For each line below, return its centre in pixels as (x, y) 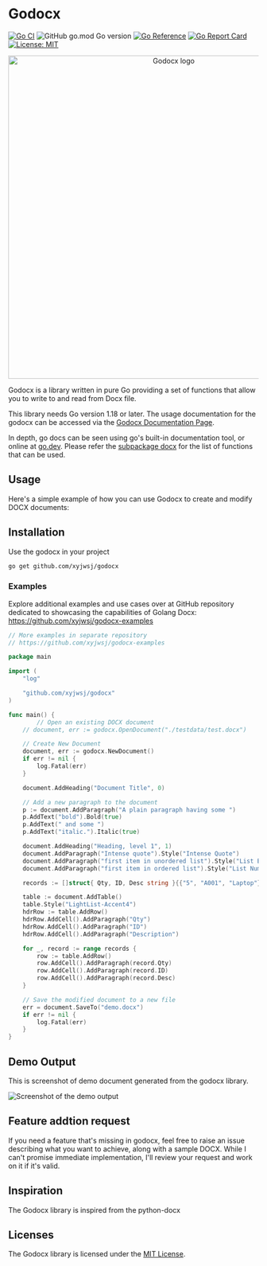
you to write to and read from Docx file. (72, 398)
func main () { (32, 715)
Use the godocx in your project (59, 551)
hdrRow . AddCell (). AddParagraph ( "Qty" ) (87, 920)
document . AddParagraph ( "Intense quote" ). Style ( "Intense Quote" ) (131, 853)
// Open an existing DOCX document (96, 722)
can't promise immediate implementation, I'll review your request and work (130, 1157)
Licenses (31, 1235)
